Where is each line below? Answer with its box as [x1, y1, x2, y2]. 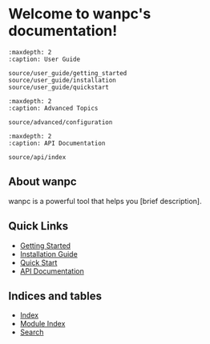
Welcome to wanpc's [8, 5, 151, 23]
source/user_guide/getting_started [8, 69, 127, 77]
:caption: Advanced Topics [8, 104, 99, 112]
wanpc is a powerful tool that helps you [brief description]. [8, 196, 202, 206]
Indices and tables [8, 289, 103, 302]
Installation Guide [19, 249, 78, 258]
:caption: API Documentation [8, 139, 106, 147]
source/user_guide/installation [8, 76, 116, 84]
